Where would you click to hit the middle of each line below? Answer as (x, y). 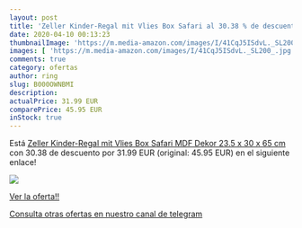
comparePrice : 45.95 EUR (56, 110)
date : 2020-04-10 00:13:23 (60, 34)
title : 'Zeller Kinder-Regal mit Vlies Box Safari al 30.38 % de (134, 26)
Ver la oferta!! (35, 197)
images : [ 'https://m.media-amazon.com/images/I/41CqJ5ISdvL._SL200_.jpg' (152, 51)
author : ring (34, 76)
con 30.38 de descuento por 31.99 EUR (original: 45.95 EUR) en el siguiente (150, 153)
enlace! (23, 162)
